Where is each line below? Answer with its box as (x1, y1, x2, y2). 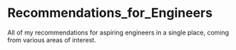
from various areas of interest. (7, 35, 96, 44)
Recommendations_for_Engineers (7, 5, 212, 21)
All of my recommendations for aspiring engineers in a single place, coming (7, 28, 230, 37)
